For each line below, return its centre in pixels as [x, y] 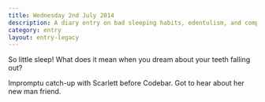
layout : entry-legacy [44, 37]
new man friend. [35, 92]
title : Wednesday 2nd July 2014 [61, 15]
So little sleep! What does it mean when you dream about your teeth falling [129, 60]
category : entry [35, 30]
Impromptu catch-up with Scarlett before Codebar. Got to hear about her [126, 83]
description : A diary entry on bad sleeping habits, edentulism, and [125, 23]
